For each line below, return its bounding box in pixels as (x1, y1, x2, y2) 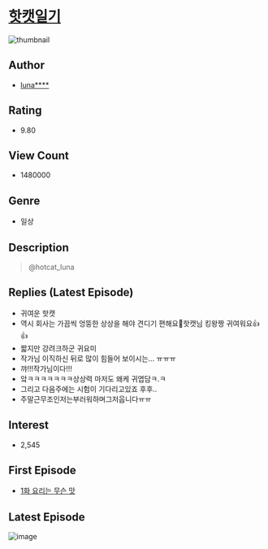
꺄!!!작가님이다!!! (19, 364, 73, 373)
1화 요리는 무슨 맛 (19, 486, 76, 496)
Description (8, 241, 69, 255)
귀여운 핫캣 (19, 308, 56, 318)
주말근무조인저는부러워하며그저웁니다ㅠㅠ (19, 394, 152, 403)
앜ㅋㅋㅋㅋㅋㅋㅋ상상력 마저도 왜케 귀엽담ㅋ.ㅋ (19, 373, 166, 383)
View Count (8, 148, 69, 163)
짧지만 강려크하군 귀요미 (19, 343, 97, 353)
